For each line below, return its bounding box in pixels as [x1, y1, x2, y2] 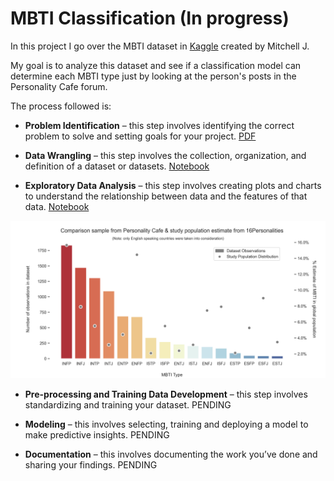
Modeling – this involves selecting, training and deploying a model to [24, 418, 309, 430]
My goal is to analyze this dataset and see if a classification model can [10, 59, 302, 71]
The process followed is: [10, 100, 112, 112]
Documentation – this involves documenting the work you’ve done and [24, 448, 318, 460]
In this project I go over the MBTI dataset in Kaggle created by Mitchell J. [10, 40, 310, 52]
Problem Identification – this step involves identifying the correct [24, 119, 295, 131]
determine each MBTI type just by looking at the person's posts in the [10, 70, 297, 82]
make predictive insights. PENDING [24, 428, 170, 441]
